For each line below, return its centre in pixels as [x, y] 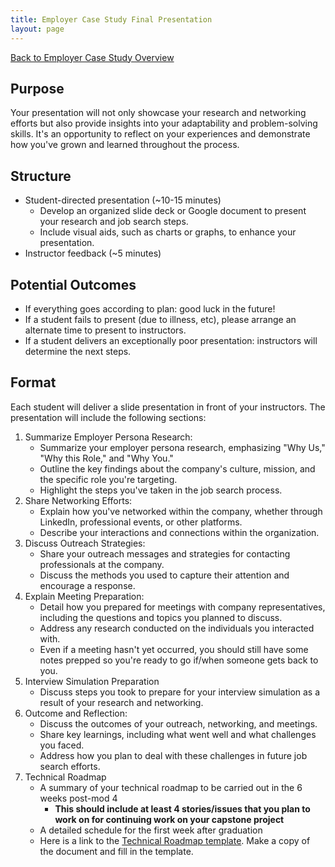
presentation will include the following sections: [108, 417]
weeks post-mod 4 [78, 798]
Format [33, 382]
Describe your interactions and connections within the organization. [179, 532]
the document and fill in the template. [116, 851]
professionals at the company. [102, 564]
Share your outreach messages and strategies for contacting [165, 553]
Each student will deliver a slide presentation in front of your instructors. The [168, 407]
